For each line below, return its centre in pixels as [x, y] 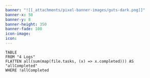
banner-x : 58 [19, 15]
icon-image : [18, 34]
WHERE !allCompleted [27, 70]
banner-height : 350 [26, 24]
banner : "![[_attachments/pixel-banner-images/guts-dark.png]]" [75, 10]
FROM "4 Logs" [20, 57]
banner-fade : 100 [24, 29]
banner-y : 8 [18, 19]
